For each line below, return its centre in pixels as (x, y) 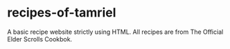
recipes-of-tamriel (62, 13)
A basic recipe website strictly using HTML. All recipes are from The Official (115, 32)
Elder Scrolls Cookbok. (40, 39)
